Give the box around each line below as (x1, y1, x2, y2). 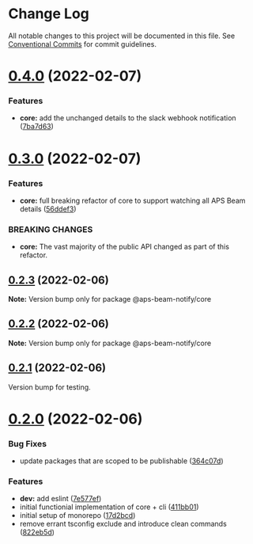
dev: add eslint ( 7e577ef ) (19, 494, 102, 504)
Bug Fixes (8, 438, 47, 449)
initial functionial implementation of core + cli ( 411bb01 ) (19, 502, 199, 512)
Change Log (8, 5, 89, 23)
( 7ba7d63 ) (19, 122, 54, 131)
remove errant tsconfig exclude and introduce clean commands (19, 519, 227, 529)
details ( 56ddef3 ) (19, 204, 77, 214)
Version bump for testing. (8, 382, 91, 392)
